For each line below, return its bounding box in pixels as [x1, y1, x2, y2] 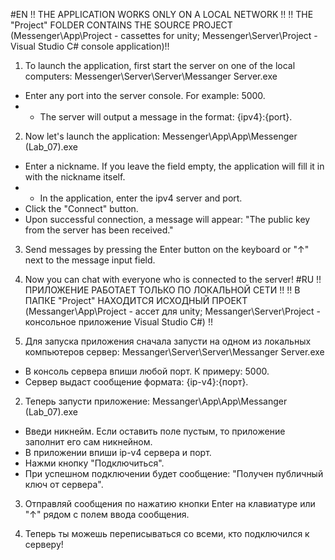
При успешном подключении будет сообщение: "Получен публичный [24, 468, 324, 479]
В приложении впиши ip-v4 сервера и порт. [24, 447, 212, 458]
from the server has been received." [24, 224, 174, 236]
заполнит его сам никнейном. [24, 436, 153, 448]
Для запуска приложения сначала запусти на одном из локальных [24, 335, 312, 347]
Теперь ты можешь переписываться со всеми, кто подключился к [24, 528, 310, 539]
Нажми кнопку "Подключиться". [24, 457, 165, 469]
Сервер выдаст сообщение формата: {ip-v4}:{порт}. [24, 376, 249, 388]
